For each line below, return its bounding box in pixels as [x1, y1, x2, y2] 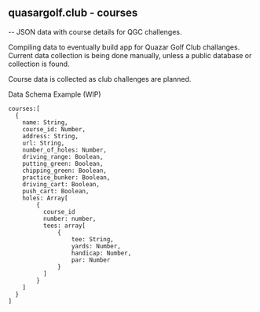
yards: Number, [71, 242, 122, 250]
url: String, [22, 139, 65, 147]
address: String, [22, 132, 79, 140]
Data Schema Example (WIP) [8, 90, 101, 99]
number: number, [42, 215, 97, 222]
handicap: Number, [71, 249, 132, 257]
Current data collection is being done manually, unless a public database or [8, 50, 252, 60]
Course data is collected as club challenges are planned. [8, 74, 192, 83]
